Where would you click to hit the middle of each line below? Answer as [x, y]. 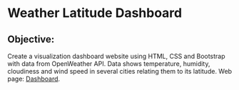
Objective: [31, 39]
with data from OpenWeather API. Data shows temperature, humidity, [109, 64]
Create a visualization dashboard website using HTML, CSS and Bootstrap [117, 56]
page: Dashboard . [34, 79]
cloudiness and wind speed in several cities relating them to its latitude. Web [120, 71]
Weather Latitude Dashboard [95, 13]
